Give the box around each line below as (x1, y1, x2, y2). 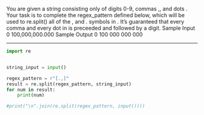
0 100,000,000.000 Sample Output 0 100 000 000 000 (6, 31, 143, 38)
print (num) (17, 92, 45, 99)
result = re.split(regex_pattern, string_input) (6, 81, 132, 87)
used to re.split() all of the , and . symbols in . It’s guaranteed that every (6, 18, 185, 25)
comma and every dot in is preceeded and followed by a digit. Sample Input (6, 24, 195, 31)
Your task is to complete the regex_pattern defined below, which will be (6, 11, 185, 19)
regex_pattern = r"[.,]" (6, 75, 69, 81)
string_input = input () (6, 64, 67, 70)
